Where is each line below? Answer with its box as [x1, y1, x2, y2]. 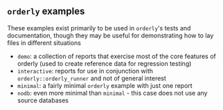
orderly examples [7, 6, 85, 17]
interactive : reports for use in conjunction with [17, 66, 154, 75]
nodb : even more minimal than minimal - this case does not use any [17, 89, 208, 97]
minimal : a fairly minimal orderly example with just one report [17, 81, 193, 89]
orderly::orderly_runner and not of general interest [17, 74, 166, 82]
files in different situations [7, 38, 82, 47]
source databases [17, 96, 69, 104]
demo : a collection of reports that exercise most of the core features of [17, 52, 217, 60]
